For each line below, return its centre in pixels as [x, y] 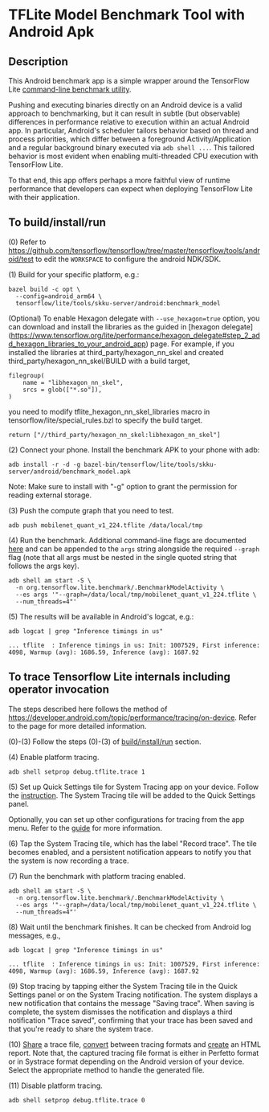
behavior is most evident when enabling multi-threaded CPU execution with [133, 156]
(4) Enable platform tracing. [54, 757]
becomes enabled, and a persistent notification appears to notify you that [130, 852]
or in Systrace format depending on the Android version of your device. [126, 1061]
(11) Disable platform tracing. [55, 1085]
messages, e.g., [35, 935]
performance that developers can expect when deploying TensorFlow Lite [130, 189]
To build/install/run [57, 223]
